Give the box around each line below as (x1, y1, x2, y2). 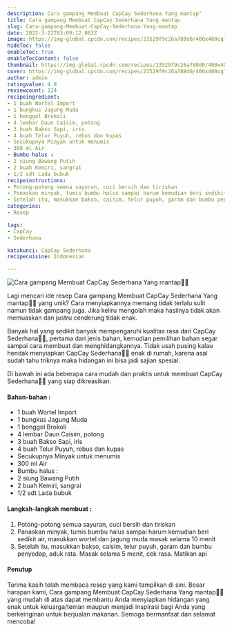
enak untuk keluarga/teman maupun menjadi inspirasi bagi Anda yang (7, 602, 206, 611)
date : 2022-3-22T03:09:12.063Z (7, 29, 97, 37)
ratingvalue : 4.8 (7, 81, 57, 88)
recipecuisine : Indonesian (7, 253, 85, 260)
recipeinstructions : (7, 177, 67, 184)
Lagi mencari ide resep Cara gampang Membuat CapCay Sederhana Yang (7, 291, 218, 300)
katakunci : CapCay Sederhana (7, 246, 91, 254)
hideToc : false (7, 42, 51, 49)
